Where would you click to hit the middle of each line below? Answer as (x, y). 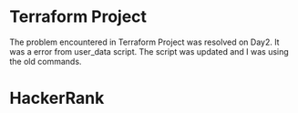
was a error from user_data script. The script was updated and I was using (149, 51)
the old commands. (46, 61)
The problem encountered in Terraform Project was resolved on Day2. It (144, 42)
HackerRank (57, 98)
